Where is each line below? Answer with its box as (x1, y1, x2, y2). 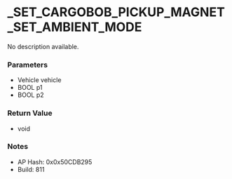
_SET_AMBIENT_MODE (7, 19, 142, 35)
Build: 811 (17, 165, 45, 173)
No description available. (7, 42, 79, 51)
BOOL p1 (17, 84, 43, 92)
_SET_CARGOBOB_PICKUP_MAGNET (7, 4, 226, 20)
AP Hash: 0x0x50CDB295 (17, 157, 93, 166)
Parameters (7, 60, 48, 69)
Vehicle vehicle (17, 76, 62, 84)
